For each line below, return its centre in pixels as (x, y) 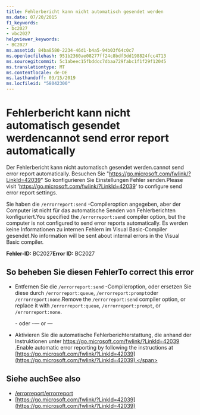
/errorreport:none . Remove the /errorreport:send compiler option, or (100, 299)
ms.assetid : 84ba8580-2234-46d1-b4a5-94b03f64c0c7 (70, 51)
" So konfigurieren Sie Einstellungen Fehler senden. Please (112, 180)
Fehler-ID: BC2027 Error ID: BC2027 (51, 253)
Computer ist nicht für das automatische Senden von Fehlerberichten (91, 210)
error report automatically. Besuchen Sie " (58, 174)
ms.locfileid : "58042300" (38, 84)
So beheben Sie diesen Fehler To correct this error (100, 272)
